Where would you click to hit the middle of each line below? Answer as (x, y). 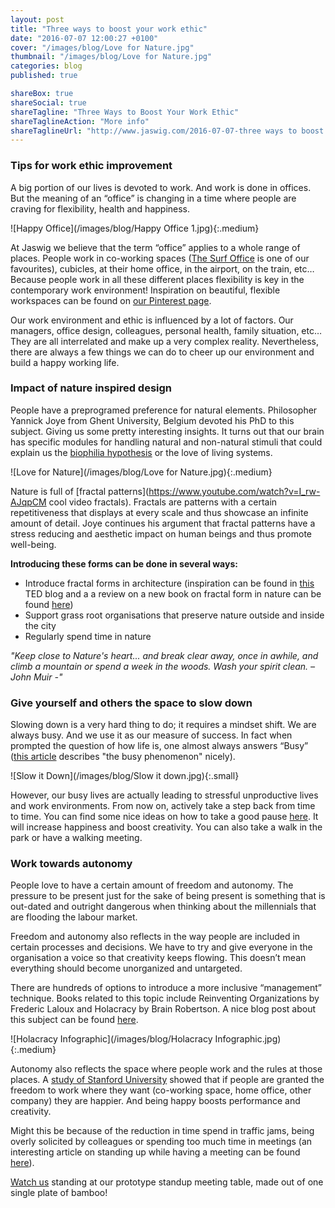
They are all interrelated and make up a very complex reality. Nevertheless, (164, 341)
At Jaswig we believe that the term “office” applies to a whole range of (155, 247)
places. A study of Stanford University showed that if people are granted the (167, 1080)
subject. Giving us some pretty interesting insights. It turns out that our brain (167, 431)
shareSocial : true (48, 102)
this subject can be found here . (74, 1020)
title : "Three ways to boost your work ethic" (109, 29)
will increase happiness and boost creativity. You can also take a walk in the (166, 827)
